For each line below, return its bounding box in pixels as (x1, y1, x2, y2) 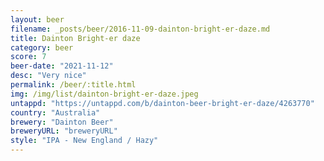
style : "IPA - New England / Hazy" (10, 136, 159, 146)
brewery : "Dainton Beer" (10, 117, 114, 127)
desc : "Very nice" (10, 71, 87, 81)
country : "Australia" (10, 107, 101, 118)
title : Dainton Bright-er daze (10, 33, 141, 43)
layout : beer (10, 14, 65, 25)
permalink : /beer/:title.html (10, 80, 137, 90)
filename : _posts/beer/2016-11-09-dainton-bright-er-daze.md (10, 24, 271, 34)
